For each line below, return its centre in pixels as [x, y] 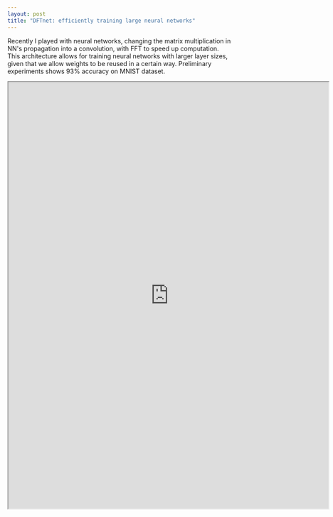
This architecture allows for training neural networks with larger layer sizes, [117, 56]
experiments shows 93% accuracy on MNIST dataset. [86, 71]
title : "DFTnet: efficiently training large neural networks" [101, 21]
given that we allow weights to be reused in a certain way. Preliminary [110, 63]
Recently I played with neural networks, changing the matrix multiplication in [119, 41]
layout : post [27, 14]
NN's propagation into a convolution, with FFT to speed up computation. [113, 48]
